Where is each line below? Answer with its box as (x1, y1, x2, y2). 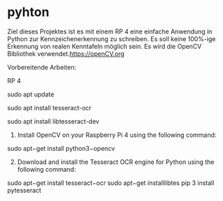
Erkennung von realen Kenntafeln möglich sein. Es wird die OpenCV (7, 42, 202, 50)
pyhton (7, 4, 50, 20)
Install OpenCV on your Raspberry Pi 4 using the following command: (17, 131, 217, 139)
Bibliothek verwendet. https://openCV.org (7, 50, 125, 58)
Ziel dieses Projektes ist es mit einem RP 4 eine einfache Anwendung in (7, 27, 213, 36)
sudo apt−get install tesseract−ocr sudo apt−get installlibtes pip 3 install (7, 179, 215, 187)
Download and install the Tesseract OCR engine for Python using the (17, 158, 215, 166)
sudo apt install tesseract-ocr (7, 103, 92, 112)
